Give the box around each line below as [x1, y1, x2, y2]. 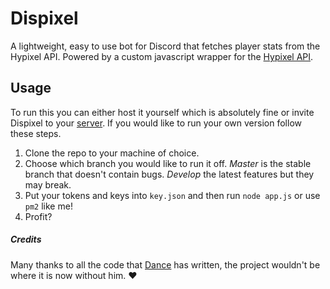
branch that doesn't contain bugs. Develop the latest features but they [24, 168, 315, 180]
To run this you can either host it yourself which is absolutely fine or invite [10, 106, 315, 118]
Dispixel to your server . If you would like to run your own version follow [10, 117, 302, 129]
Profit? [24, 210, 53, 222]
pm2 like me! [24, 200, 73, 212]
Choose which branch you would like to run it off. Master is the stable [24, 157, 312, 169]
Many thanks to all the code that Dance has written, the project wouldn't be [10, 258, 321, 271]
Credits [10, 233, 42, 246]
